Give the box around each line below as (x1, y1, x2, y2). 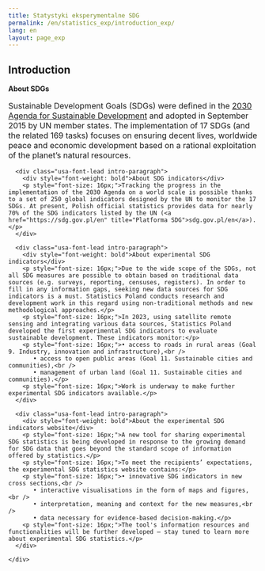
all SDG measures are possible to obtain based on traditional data (8, 272, 239, 280)
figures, (220, 486, 249, 495)
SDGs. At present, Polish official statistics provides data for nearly (8, 203, 253, 211)
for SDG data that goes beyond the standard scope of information (8, 445, 232, 453)
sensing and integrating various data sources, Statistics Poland (8, 320, 232, 329)
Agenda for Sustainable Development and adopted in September (8, 110, 249, 121)
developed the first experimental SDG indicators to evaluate (8, 327, 218, 335)
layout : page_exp (8, 33, 66, 42)
